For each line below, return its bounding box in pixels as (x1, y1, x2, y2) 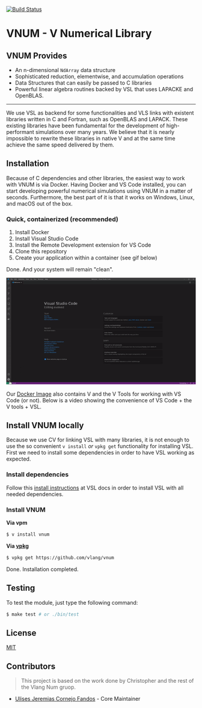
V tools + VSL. (6, 403, 42, 410)
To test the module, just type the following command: (6, 599, 138, 606)
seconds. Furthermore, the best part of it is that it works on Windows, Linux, (6, 193, 195, 201)
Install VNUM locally (6, 420, 84, 431)
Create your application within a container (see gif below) (14, 254, 158, 261)
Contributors (6, 661, 56, 671)
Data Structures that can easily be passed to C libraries (14, 79, 152, 86)
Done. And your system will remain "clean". (6, 266, 114, 273)
